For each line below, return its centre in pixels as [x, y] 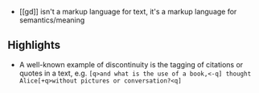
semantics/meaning [52, 20]
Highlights [34, 45]
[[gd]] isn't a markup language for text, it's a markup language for [128, 12]
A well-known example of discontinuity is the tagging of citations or [131, 64]
